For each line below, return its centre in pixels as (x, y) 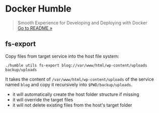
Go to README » (35, 28)
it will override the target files (43, 99)
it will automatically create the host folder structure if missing (76, 94)
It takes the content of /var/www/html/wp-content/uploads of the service (80, 79)
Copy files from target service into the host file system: (62, 56)
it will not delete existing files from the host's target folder (72, 105)
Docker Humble (38, 9)
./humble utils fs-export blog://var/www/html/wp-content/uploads (76, 65)
